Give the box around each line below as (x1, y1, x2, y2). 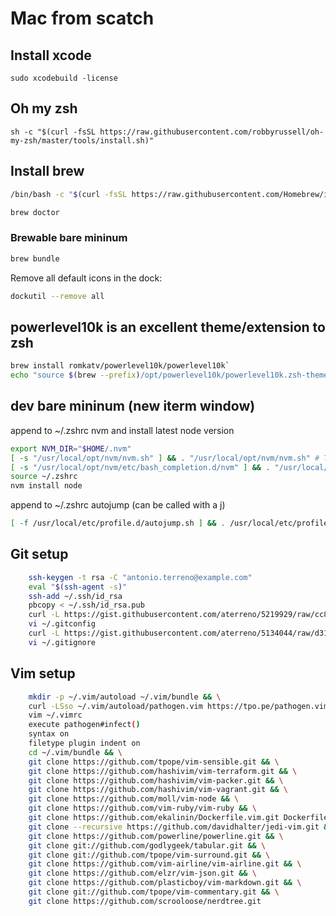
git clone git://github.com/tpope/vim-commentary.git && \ (28, 887, 280, 897)
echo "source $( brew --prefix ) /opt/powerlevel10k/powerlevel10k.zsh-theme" (10, 370, 333, 381)
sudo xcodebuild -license (10, 73, 118, 83)
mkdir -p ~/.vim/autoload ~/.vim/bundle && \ (28, 692, 222, 702)
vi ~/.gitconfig (28, 619, 97, 629)
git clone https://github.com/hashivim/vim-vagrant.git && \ (28, 785, 288, 795)
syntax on (28, 729, 70, 739)
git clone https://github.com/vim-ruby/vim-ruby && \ (28, 803, 257, 814)
